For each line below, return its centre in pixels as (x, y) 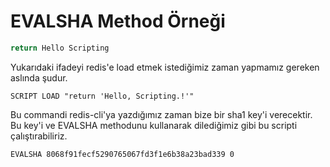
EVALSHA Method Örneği (118, 21)
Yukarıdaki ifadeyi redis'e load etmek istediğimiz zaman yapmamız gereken (165, 67)
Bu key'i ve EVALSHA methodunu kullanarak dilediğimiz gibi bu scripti (154, 125)
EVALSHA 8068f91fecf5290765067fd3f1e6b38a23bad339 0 (122, 154)
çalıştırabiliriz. (39, 136)
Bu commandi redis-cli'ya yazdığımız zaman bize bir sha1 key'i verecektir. (161, 114)
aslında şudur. (39, 77)
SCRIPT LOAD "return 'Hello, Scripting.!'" (102, 96)
